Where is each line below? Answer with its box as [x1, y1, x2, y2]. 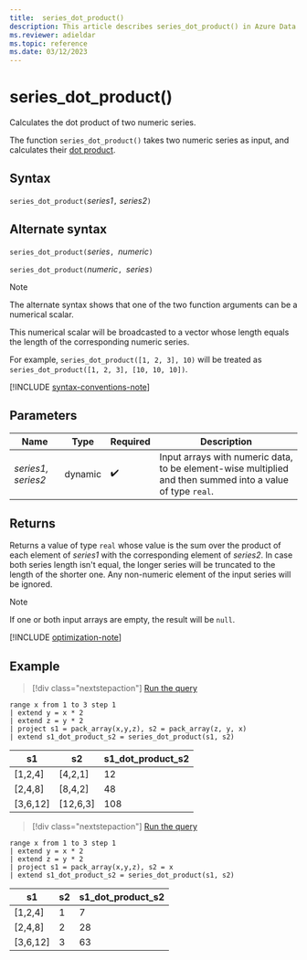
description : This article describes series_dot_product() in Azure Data [9, 22, 297, 31]
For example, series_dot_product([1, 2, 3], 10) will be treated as [9, 354, 262, 365]
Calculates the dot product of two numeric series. [9, 117, 196, 128]
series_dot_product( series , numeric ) [9, 246, 153, 257]
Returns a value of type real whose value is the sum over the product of [9, 540, 281, 551]
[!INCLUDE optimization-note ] [9, 632, 122, 643]
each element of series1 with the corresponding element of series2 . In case [9, 549, 293, 560]
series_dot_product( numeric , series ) [9, 263, 153, 274]
